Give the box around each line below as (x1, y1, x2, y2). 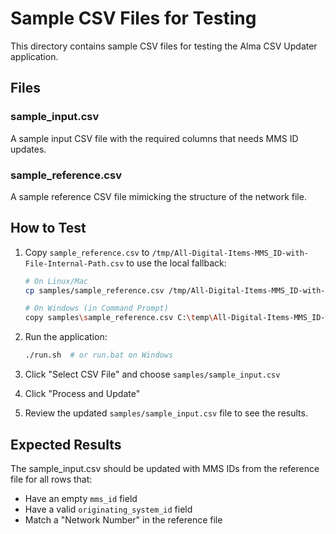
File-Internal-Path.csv (24, 258, 125, 269)
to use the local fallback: (126, 257, 227, 269)
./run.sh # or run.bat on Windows (24, 350, 174, 361)
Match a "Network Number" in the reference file (24, 513, 223, 526)
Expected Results (10, 436, 122, 453)
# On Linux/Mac (24, 276, 89, 286)
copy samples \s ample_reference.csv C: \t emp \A (24, 313, 218, 323)
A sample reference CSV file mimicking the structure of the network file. (10, 190, 307, 202)
